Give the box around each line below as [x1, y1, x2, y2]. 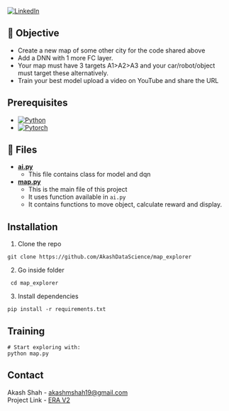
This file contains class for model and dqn [28, 170, 151, 179]
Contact [7, 369, 44, 381]
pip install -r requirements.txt [7, 306, 106, 313]
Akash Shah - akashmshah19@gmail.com [7, 388, 128, 397]
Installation [7, 221, 58, 233]
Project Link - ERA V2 [7, 395, 71, 404]
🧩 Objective [7, 27, 60, 39]
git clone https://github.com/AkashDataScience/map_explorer [7, 253, 192, 261]
